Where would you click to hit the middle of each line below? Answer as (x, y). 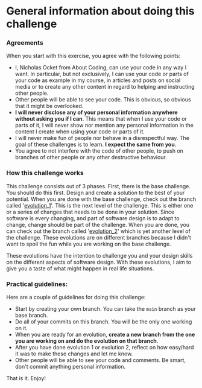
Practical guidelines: (37, 284)
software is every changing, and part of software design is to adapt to (93, 218)
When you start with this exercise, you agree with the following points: (93, 56)
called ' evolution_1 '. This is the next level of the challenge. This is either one (100, 205)
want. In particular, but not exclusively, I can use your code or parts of (102, 74)
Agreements (25, 43)
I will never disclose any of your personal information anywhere (96, 112)
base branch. (31, 316)
